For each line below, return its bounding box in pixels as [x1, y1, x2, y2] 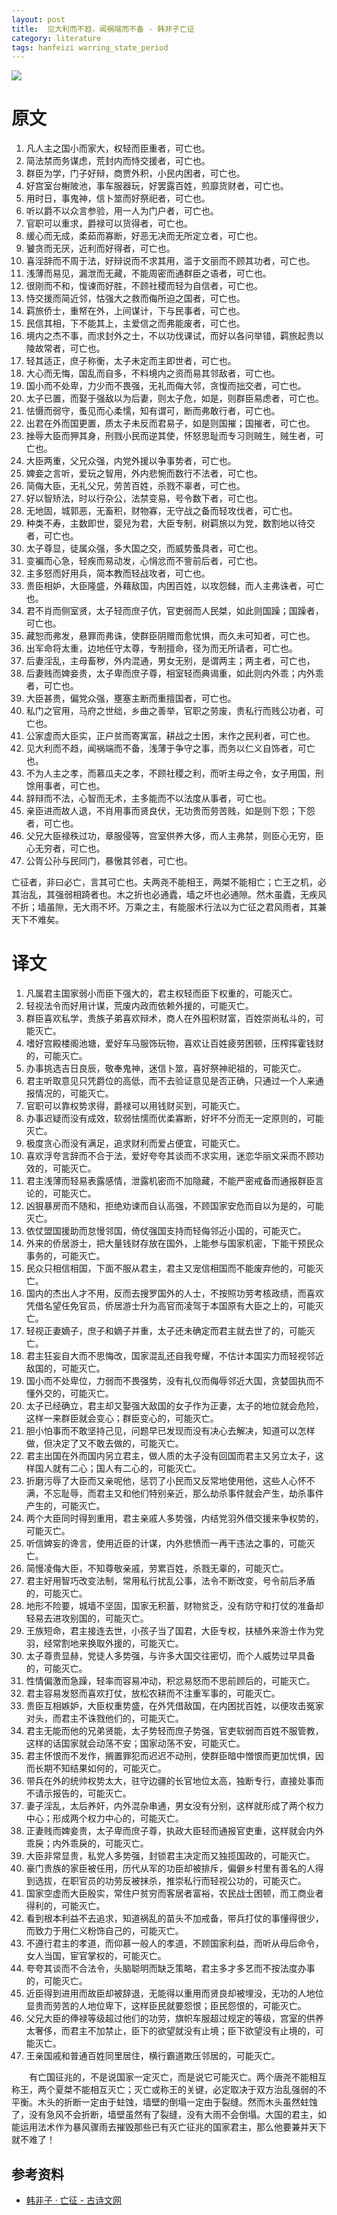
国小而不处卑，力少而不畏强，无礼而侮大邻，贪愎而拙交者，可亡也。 [25, 380, 307, 392]
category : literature [11, 33, 102, 43]
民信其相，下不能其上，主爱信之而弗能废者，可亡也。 [25, 317, 246, 330]
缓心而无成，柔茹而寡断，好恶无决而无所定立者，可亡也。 [25, 230, 263, 242]
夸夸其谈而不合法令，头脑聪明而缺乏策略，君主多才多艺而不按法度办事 [25, 1962, 316, 1975]
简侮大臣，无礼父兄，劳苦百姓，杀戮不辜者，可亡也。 [25, 480, 246, 492]
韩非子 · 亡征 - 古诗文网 [25, 2194, 123, 2206]
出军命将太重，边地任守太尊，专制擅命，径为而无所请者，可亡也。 [25, 642, 298, 655]
